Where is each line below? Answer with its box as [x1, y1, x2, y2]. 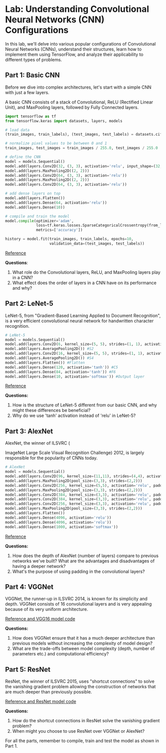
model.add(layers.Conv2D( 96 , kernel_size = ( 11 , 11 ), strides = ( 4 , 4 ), [5, 474, 145, 479]
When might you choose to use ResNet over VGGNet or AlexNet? [12, 728, 145, 734]
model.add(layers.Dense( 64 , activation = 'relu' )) [5, 200, 107, 205]
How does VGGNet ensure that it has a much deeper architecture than [12, 635, 155, 641]
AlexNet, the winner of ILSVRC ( [5, 440, 70, 446]
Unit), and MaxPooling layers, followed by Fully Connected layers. [5, 104, 139, 110]
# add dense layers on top [5, 191, 61, 196]
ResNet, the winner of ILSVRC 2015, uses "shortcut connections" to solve [5, 678, 155, 684]
